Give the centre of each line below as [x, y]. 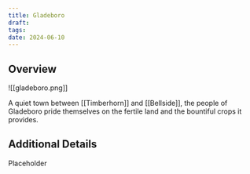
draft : [19, 23]
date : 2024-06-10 [37, 37]
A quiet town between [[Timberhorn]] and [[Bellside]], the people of [118, 103]
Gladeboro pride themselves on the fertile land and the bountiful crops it [125, 111]
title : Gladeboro [37, 15]
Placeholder [28, 163]
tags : [17, 30]
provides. [24, 120]
